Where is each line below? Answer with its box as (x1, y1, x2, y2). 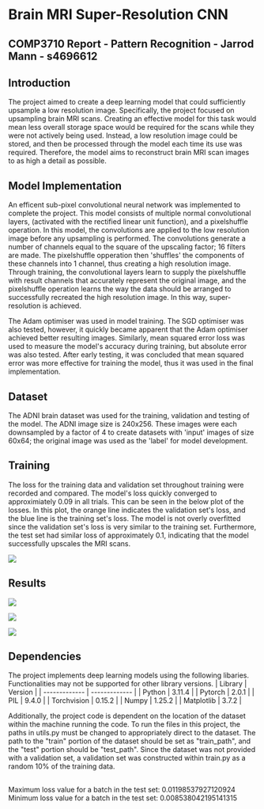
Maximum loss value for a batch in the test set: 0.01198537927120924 (8, 784, 236, 794)
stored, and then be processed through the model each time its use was (8, 139, 243, 149)
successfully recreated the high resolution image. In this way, (8, 293, 208, 302)
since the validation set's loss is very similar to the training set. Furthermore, (8, 522, 257, 531)
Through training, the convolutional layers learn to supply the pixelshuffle (8, 268, 247, 277)
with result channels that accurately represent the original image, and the (8, 275, 247, 286)
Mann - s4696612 (8, 49, 98, 63)
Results (8, 576, 47, 591)
